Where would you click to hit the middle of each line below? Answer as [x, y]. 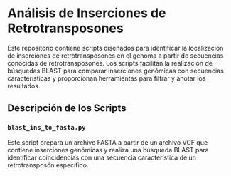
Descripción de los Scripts [67, 108]
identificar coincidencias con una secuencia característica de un [102, 157]
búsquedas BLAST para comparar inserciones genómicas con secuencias [116, 71]
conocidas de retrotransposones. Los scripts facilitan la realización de [110, 63]
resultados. [24, 86]
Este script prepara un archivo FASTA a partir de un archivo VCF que [108, 142]
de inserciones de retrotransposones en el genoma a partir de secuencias [116, 56]
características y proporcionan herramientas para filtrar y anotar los [107, 78]
